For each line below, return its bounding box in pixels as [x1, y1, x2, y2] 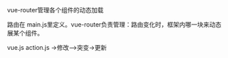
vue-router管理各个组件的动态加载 [7, 6, 104, 14]
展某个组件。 [7, 29, 43, 37]
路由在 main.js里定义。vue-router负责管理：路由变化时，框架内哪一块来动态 [7, 20, 222, 29]
